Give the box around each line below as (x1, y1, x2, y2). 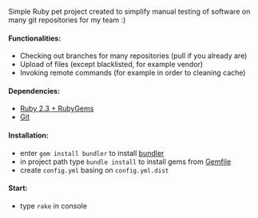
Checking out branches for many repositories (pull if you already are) (19, 51, 248, 60)
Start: (8, 183, 28, 193)
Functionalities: (8, 33, 62, 43)
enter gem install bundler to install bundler (19, 148, 165, 158)
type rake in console (19, 200, 88, 210)
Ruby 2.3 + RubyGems (19, 103, 94, 114)
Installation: (8, 130, 50, 140)
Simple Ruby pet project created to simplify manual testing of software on (8, 7, 251, 16)
